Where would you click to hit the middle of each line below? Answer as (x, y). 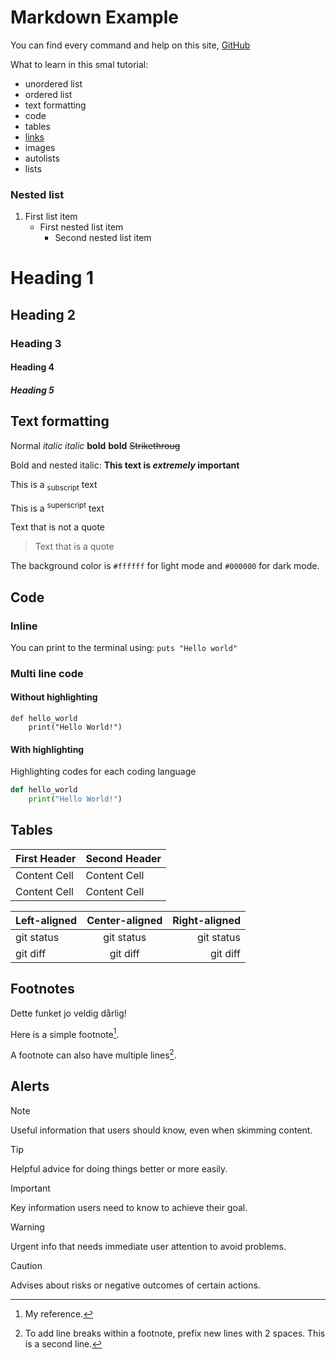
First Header (46, 858)
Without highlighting (54, 697)
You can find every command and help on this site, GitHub (130, 45)
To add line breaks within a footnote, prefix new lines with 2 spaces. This (175, 1333)
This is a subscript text (54, 485)
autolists (42, 158)
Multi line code (47, 673)
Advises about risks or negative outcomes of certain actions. (135, 1285)
